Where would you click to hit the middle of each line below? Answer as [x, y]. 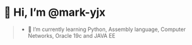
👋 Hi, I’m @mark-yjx [55, 12]
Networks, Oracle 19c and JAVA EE [72, 35]
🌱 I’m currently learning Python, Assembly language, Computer [107, 29]
